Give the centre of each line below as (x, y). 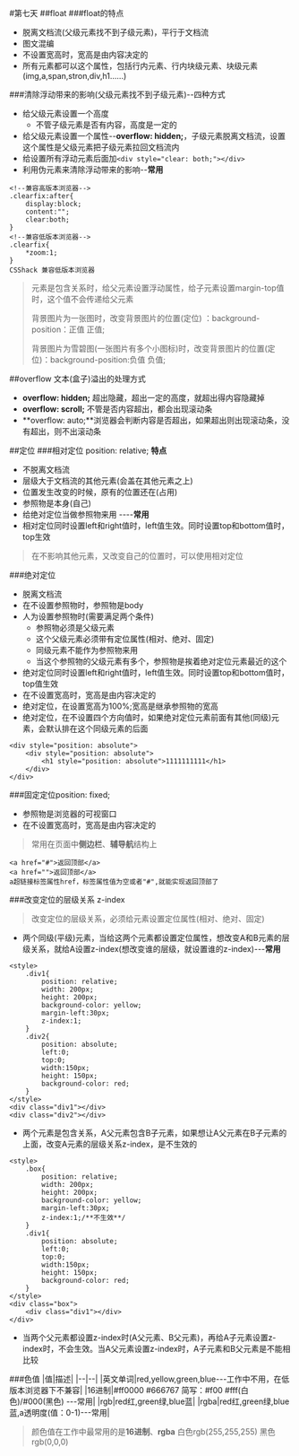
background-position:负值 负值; (107, 360)
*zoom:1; (42, 253)
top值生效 (40, 684)
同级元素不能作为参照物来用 (87, 650)
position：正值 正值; (68, 329)
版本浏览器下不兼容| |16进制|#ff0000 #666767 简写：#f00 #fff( (125, 1390)
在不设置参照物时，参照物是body (83, 605)
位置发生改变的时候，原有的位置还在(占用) (100, 492)
